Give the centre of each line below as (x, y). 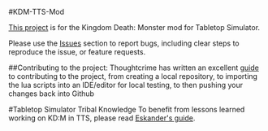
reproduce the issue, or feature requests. (77, 52)
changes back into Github (52, 94)
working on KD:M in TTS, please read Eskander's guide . (102, 118)
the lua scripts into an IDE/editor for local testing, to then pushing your (126, 85)
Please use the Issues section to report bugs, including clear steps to (124, 43)
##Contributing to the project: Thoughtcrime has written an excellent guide (134, 68)
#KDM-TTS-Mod (37, 12)
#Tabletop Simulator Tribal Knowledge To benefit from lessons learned (127, 109)
